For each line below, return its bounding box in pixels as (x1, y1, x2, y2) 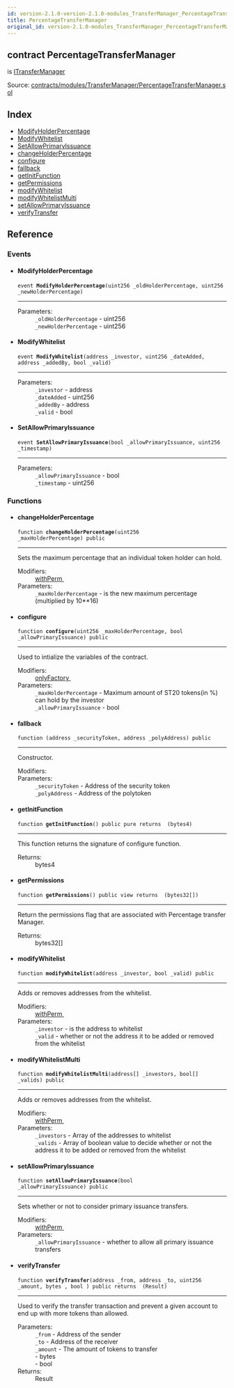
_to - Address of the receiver (34, 1337, 118, 1346)
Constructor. (17, 754, 54, 762)
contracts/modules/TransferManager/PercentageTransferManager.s (31, 81, 226, 89)
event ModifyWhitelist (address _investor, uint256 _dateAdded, (17, 353, 205, 360)
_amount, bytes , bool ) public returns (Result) (17, 1283, 168, 1290)
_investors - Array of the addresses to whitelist (34, 1131, 171, 1139)
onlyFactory (34, 673, 70, 683)
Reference (7, 228, 54, 240)
